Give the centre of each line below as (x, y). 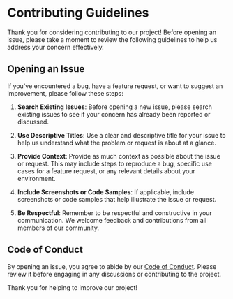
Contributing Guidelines (78, 13)
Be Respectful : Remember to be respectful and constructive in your (115, 213)
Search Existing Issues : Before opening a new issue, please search (115, 107)
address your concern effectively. (56, 47)
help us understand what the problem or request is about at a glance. (116, 143)
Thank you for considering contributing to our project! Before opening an (112, 32)
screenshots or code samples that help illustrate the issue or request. (117, 199)
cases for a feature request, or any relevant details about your (106, 171)
